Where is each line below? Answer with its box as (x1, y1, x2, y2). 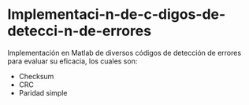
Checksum (18, 71, 54, 81)
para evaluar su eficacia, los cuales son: (7, 56, 138, 66)
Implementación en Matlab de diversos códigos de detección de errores (7, 48, 242, 57)
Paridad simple (18, 88, 68, 97)
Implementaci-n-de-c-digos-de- (7, 5, 226, 24)
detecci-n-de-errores (7, 22, 151, 40)
